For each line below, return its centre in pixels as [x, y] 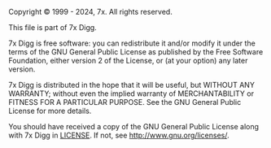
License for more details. [50, 111]
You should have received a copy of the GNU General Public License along [133, 126]
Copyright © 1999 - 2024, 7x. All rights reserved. [90, 12]
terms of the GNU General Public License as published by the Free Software [136, 52]
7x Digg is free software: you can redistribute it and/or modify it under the [132, 43]
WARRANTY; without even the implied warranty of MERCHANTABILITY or [131, 94]
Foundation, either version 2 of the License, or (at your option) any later [128, 61]
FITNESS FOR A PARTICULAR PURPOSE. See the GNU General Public [125, 102]
